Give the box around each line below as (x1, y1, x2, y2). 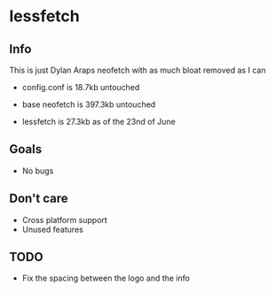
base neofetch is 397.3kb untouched (21, 99, 156, 110)
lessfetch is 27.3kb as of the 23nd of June (21, 117, 176, 127)
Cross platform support (21, 214, 108, 225)
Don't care (9, 191, 68, 206)
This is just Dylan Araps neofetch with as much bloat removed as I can (9, 65, 266, 75)
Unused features (21, 224, 84, 234)
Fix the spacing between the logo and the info (21, 273, 191, 284)
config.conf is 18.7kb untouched (21, 82, 140, 92)
